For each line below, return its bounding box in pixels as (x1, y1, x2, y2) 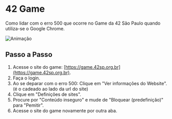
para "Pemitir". (12, 102, 44, 108)
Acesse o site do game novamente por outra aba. (12, 107, 118, 113)
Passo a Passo (5, 50, 53, 59)
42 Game (5, 3, 45, 15)
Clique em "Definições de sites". (12, 91, 81, 97)
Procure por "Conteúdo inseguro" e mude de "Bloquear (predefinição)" (12, 96, 164, 103)
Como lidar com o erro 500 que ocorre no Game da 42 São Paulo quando (5, 20, 161, 26)
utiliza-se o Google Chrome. (5, 25, 65, 31)
